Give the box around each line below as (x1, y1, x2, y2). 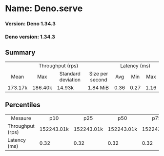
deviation (59, 76, 81, 83)
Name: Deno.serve (5, 3, 83, 14)
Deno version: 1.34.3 (5, 34, 55, 40)
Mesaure (11, 115, 32, 121)
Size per (89, 70, 108, 77)
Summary (5, 48, 36, 57)
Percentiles (5, 101, 41, 109)
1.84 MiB (87, 84, 109, 91)
